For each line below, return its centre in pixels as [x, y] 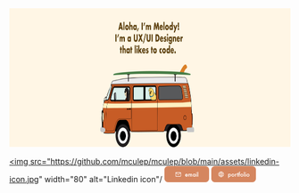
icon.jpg [24, 179]
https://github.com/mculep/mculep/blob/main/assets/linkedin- [165, 161]
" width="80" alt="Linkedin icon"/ [101, 179]
